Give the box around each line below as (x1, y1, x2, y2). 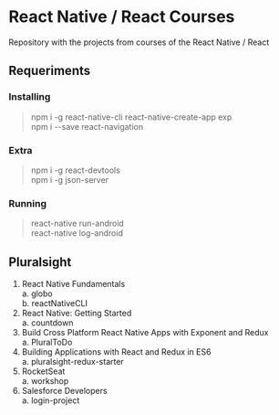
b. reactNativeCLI (21, 298, 88, 309)
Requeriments (8, 63, 91, 79)
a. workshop (21, 376, 69, 387)
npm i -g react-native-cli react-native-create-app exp (30, 112, 232, 122)
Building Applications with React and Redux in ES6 (21, 346, 212, 357)
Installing (8, 90, 51, 103)
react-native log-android (30, 228, 124, 239)
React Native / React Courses (8, 6, 235, 27)
